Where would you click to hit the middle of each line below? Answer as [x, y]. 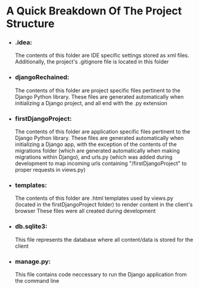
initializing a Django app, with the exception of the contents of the [96, 144]
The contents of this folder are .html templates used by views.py [94, 198]
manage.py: [33, 261]
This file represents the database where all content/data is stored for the [104, 239]
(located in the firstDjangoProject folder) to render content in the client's [104, 205]
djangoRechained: [42, 77]
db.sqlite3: [31, 227]
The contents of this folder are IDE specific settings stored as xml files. [102, 56]
